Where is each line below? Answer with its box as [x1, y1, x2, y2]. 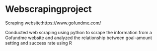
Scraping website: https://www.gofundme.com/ [5, 20, 101, 26]
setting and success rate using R [5, 40, 72, 46]
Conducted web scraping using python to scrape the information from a [5, 29, 153, 35]
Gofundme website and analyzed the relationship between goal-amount [5, 35, 153, 41]
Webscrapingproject [5, 3, 92, 15]
